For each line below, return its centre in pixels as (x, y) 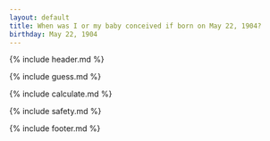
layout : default (39, 17)
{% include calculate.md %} (61, 94)
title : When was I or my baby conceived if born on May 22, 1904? (135, 26)
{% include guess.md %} (55, 77)
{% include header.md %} (57, 60)
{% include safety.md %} (55, 112)
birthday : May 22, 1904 (54, 34)
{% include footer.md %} (55, 129)
